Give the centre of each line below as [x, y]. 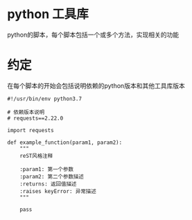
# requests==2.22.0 [35, 118]
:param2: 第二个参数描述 [52, 176]
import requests [30, 130]
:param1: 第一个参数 [47, 169]
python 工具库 [48, 14]
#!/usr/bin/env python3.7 [44, 99]
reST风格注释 [36, 156]
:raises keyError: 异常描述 [58, 191]
